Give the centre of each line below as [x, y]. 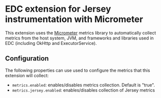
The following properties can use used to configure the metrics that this [78, 70]
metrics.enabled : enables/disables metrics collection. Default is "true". [83, 85]
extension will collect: [27, 75]
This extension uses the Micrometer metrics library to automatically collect [80, 33]
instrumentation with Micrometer [74, 19]
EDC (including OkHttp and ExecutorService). [51, 43]
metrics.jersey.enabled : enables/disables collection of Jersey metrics [83, 90]
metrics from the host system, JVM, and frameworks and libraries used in [79, 38]
